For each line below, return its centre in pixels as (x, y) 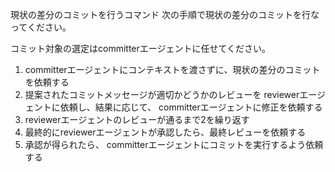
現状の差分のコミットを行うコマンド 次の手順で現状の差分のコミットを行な (165, 14)
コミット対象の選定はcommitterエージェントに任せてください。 (141, 48)
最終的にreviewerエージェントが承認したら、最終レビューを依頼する (165, 132)
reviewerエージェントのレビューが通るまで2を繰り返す (137, 119)
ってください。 (41, 27)
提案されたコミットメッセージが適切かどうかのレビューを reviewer (162, 94)
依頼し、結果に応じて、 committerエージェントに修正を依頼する (191, 107)
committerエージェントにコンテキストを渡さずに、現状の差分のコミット (172, 69)
